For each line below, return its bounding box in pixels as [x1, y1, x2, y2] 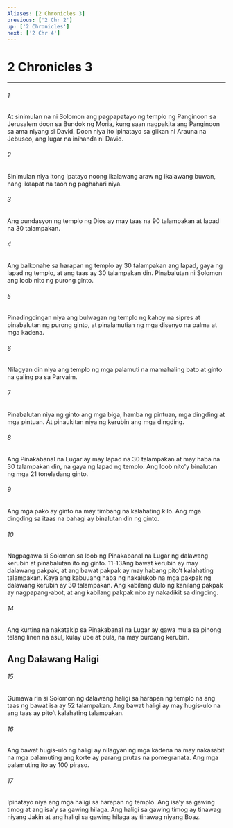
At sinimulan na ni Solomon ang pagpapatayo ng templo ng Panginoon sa [7, 112, 216, 121]
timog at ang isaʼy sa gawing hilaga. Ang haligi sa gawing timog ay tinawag [7, 805, 221, 814]
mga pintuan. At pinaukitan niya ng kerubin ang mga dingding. [7, 417, 185, 426]
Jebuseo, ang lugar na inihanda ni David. [7, 134, 124, 143]
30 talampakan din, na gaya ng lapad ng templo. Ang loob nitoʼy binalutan [7, 462, 218, 470]
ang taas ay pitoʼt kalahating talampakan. [7, 709, 124, 717]
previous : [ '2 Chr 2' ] [7, 17, 73, 24]
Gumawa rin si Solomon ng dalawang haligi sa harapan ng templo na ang [7, 694, 216, 703]
